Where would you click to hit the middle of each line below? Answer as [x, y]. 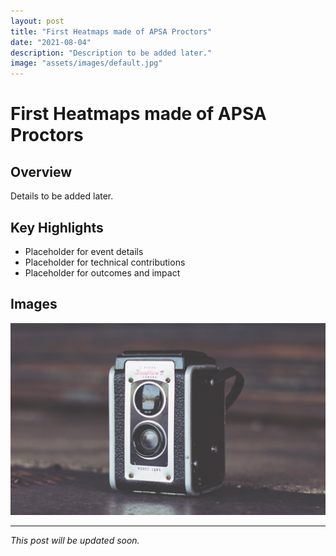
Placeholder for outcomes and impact [102, 272]
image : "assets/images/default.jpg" [86, 63]
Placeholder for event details [84, 251]
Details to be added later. [62, 196]
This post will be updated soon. [75, 541]
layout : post [37, 21]
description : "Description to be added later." [111, 53]
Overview [41, 171]
